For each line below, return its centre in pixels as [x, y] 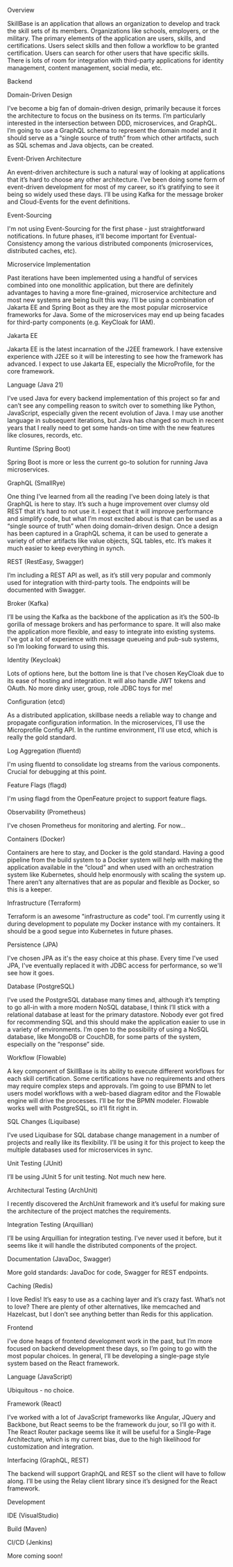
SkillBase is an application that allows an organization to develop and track [114, 23]
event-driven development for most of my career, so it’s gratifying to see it [113, 187]
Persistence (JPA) [33, 945]
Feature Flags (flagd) [37, 785]
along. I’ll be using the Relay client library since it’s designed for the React [112, 1481]
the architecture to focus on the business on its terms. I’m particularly [106, 115]
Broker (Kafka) [28, 603]
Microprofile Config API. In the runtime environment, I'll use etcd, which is [113, 730]
